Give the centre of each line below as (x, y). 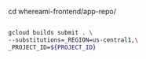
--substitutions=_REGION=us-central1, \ (73, 40)
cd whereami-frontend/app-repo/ (62, 11)
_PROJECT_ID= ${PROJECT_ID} (52, 47)
